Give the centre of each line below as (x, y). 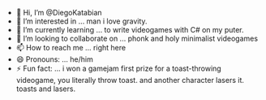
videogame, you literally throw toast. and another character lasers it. (130, 80)
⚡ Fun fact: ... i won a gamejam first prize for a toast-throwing (118, 68)
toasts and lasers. (45, 89)
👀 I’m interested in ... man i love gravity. (82, 21)
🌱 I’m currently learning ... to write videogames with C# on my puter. (130, 30)
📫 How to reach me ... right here (71, 48)
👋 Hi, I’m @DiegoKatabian (59, 13)
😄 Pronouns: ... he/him (54, 59)
